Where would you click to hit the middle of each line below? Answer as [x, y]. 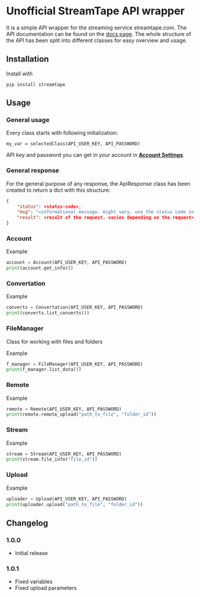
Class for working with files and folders [54, 341]
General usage [28, 120]
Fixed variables [34, 581]
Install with [19, 74]
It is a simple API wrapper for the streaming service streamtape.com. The [96, 28]
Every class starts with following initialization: [62, 133]
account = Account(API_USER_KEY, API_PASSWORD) [67, 263]
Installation [28, 59]
